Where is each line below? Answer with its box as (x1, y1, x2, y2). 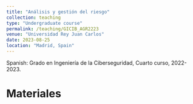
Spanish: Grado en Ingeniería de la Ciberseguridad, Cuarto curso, (6, 59, 170, 67)
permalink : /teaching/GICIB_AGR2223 (6, 25, 99, 32)
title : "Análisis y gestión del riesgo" (6, 8, 110, 15)
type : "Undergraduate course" (6, 20, 83, 26)
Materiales (6, 87, 62, 100)
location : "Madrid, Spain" (6, 43, 75, 49)
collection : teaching (6, 15, 61, 21)
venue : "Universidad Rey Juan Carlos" (6, 31, 104, 37)
